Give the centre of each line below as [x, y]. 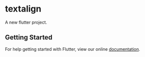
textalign [23, 9]
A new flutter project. [26, 22]
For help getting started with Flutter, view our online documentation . [72, 49]
